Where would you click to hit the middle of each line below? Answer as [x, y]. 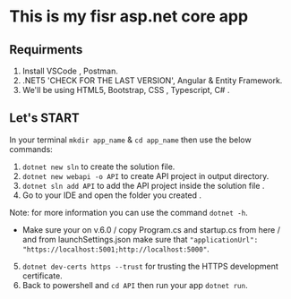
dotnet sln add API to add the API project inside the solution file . [143, 185]
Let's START [44, 118]
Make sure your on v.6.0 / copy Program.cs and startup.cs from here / [151, 229]
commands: [31, 149]
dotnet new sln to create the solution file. [98, 167]
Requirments [46, 50]
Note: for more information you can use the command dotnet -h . [128, 212]
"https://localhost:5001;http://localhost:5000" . [116, 249]
